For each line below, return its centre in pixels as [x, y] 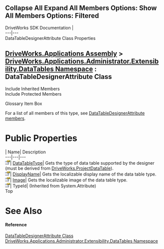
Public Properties [41, 138]
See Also [24, 211]
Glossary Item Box [24, 104]
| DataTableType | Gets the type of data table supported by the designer [82, 163]
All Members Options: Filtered [52, 16]
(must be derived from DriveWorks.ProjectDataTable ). [59, 168]
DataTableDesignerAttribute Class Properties [50, 38]
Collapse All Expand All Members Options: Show [81, 8]
